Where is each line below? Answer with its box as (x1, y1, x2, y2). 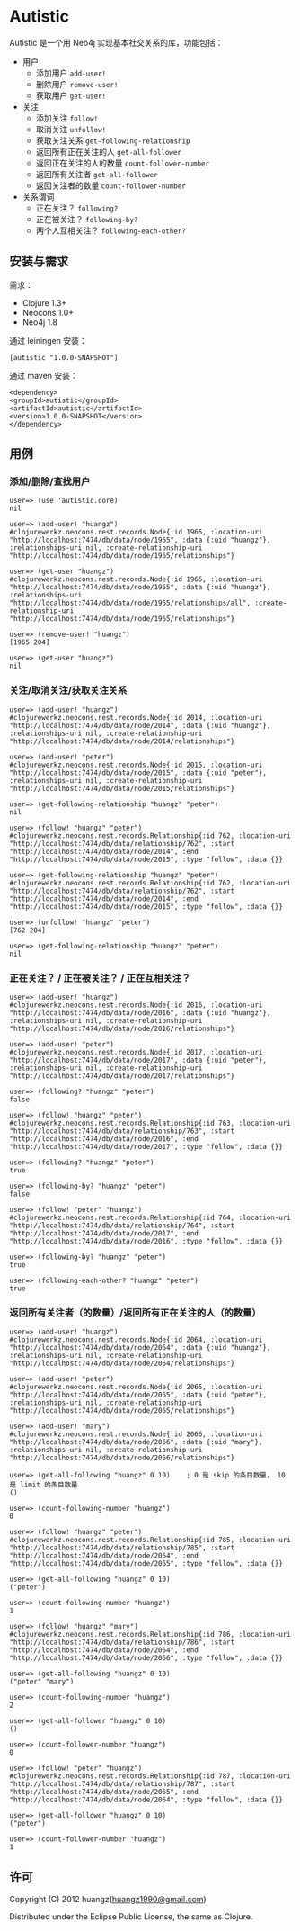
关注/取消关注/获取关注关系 (9, 684, 128, 696)
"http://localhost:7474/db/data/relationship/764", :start (9, 1221, 235, 1230)
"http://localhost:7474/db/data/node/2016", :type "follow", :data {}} (9, 1237, 283, 1246)
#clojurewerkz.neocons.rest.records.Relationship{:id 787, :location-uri (9, 1772, 292, 1781)
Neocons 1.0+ (22, 307, 75, 318)
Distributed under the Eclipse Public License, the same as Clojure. (9, 1911, 253, 1922)
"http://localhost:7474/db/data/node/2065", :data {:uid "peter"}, (9, 1390, 268, 1400)
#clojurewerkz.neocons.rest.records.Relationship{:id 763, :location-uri (9, 1118, 292, 1128)
